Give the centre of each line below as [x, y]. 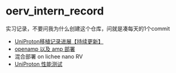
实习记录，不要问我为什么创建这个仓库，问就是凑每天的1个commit [88, 28]
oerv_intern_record [55, 11]
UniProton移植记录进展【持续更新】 [59, 41]
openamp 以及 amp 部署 [45, 49]
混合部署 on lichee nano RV [49, 56]
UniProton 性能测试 [39, 64]
